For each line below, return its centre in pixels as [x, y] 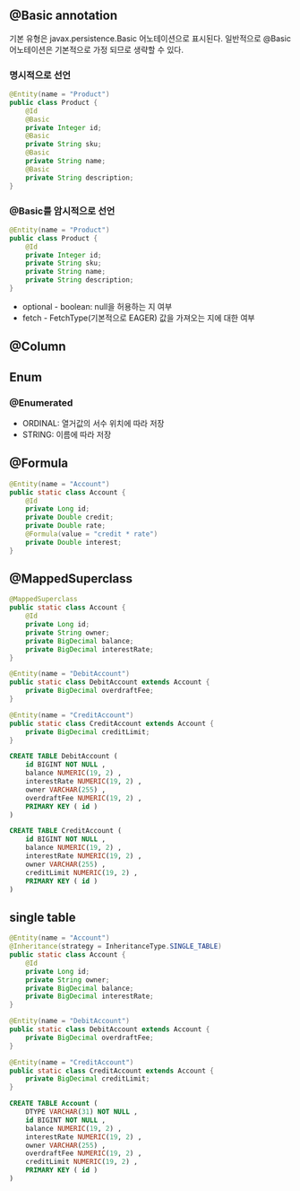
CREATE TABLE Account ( [54, 1104]
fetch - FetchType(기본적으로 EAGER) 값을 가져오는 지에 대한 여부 [138, 318]
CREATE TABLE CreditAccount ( [66, 831]
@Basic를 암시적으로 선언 [62, 211]
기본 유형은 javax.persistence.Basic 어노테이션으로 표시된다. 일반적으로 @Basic [150, 38]
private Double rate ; [65, 526]
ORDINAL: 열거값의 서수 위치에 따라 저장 [93, 423]
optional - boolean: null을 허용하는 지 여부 [97, 306]
